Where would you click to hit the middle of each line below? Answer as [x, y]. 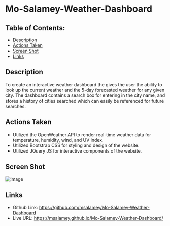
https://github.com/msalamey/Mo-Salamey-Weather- [94, 208]
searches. [16, 106]
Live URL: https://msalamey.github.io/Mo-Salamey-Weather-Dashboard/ [88, 218]
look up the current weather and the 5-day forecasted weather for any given [85, 90]
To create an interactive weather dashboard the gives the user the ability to [84, 84]
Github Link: [25, 208]
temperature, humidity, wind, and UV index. [58, 140]
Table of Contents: [35, 28]
